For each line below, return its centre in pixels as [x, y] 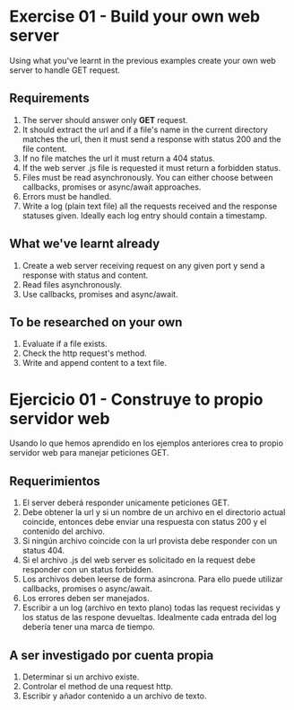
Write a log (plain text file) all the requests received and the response [150, 206]
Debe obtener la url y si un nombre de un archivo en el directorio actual [154, 512]
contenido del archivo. [64, 531]
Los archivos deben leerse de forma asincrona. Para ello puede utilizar [153, 579]
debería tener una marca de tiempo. [88, 627]
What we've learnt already [85, 244]
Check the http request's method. [84, 353]
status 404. [43, 551]
